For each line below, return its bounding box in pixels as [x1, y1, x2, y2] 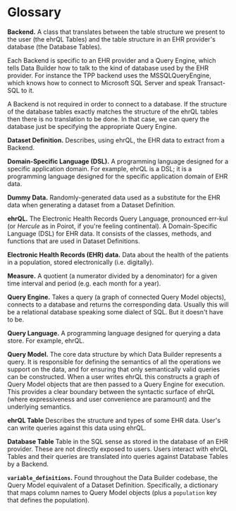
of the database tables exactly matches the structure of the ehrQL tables [7, 107, 218, 116]
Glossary [7, 4, 62, 20]
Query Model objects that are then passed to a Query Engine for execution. [7, 380, 225, 388]
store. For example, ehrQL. [7, 336, 85, 345]
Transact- [197, 78, 225, 87]
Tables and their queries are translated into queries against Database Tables [7, 452, 229, 460]
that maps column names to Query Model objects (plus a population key [7, 488, 217, 497]
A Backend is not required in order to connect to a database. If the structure [7, 99, 228, 108]
